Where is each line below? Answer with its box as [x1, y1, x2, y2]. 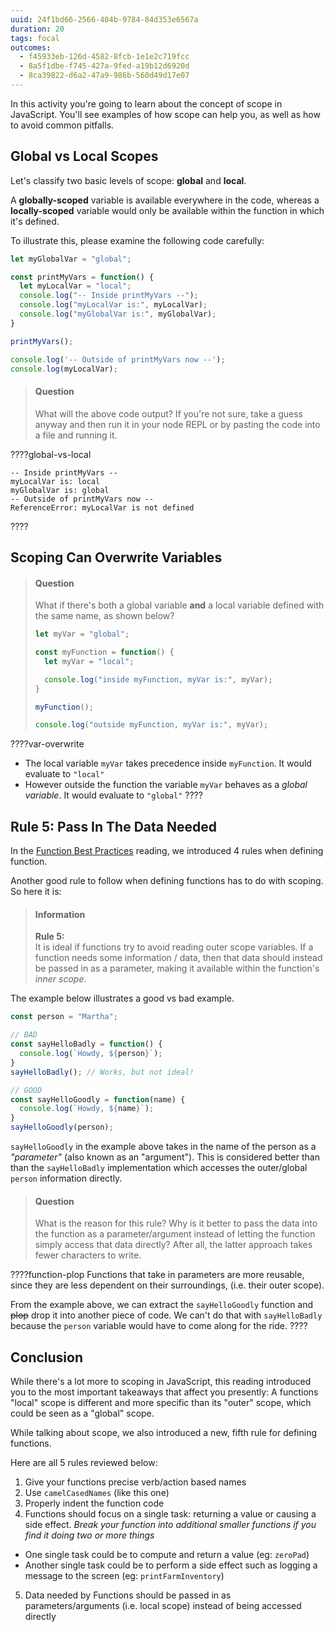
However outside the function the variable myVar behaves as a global [24, 779, 308, 791]
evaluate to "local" [24, 768, 105, 780]
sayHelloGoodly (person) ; [10, 1122, 114, 1133]
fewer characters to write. [34, 1249, 142, 1261]
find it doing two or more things [24, 1529, 155, 1541]
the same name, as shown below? [34, 610, 175, 622]
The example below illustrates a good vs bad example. [10, 992, 235, 1005]
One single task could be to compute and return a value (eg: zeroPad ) [24, 1549, 310, 1561]
